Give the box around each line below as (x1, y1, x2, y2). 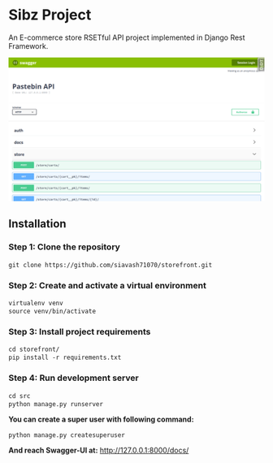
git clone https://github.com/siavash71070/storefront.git (8, 261, 213, 269)
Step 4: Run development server (8, 372, 140, 383)
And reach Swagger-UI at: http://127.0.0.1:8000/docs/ (8, 445, 189, 455)
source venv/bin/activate (8, 307, 96, 315)
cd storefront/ (8, 345, 60, 354)
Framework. (8, 41, 49, 50)
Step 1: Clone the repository (8, 241, 120, 253)
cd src (8, 392, 31, 400)
